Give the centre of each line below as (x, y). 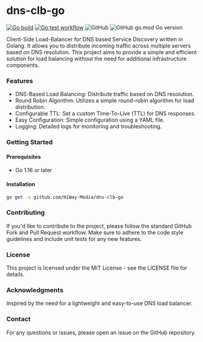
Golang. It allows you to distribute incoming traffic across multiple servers (99, 46)
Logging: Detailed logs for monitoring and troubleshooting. (88, 127)
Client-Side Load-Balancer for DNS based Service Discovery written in (95, 39)
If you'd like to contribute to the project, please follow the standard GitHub (99, 226)
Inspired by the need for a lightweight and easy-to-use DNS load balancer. (99, 303)
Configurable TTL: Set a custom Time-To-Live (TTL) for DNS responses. (105, 114)
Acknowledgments (35, 290)
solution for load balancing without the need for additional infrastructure (97, 58)
